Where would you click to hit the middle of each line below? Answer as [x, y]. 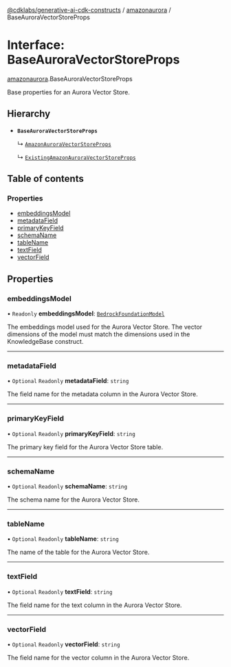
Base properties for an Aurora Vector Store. [69, 92]
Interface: [36, 45]
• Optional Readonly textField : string [60, 591]
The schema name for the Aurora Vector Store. [73, 500]
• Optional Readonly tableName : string [63, 539]
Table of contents [45, 179]
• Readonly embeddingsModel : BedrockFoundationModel [86, 314]
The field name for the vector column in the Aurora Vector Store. [98, 657]
